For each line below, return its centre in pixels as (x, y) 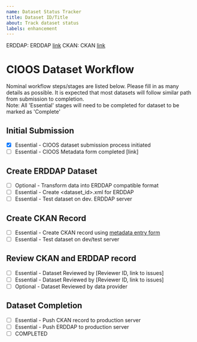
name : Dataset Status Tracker (44, 12)
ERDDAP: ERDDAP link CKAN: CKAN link (56, 46)
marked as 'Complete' (34, 112)
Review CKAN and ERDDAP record (71, 258)
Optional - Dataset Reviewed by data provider (71, 286)
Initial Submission (40, 130)
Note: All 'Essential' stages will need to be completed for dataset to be (93, 105)
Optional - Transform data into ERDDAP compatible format (87, 185)
